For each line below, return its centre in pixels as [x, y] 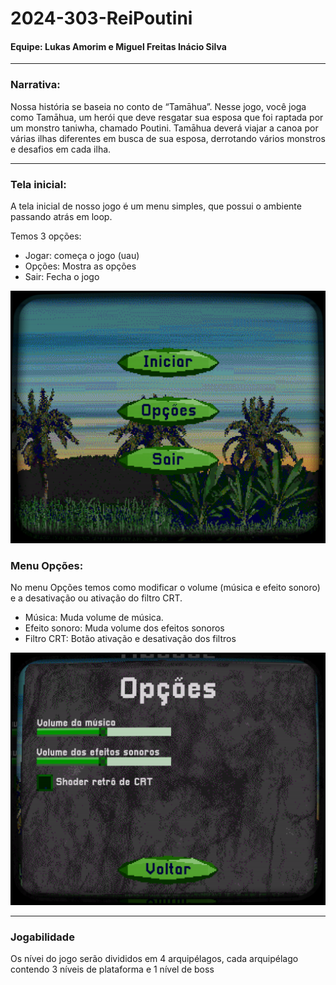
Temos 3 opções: [46, 236]
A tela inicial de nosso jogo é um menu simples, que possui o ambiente [156, 206]
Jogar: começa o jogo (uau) [82, 255]
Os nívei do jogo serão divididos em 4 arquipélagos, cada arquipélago [154, 959]
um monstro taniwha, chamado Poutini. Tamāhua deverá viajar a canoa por [164, 128]
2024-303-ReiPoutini [101, 18]
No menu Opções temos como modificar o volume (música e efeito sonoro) [165, 588]
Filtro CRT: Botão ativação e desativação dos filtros [130, 639]
